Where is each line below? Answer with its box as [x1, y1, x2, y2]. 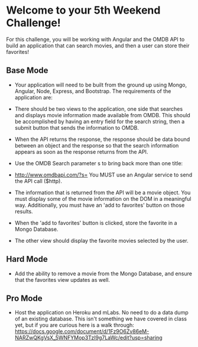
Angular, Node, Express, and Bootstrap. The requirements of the [14, 87, 171, 95]
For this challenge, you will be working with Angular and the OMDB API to [6, 36, 185, 43]
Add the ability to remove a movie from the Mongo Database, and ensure [14, 270, 192, 277]
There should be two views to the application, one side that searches [14, 105, 183, 113]
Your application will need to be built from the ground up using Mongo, [14, 81, 187, 88]
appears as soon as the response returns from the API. [14, 148, 148, 155]
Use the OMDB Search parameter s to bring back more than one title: [14, 159, 183, 166]
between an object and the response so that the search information [14, 142, 179, 149]
